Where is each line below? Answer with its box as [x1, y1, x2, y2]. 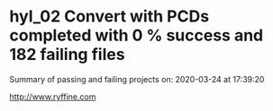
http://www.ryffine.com [9, 91, 96, 102]
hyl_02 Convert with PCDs [9, 6, 210, 27]
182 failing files [9, 45, 125, 64]
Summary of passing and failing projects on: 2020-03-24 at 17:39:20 [9, 73, 265, 84]
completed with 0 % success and [9, 25, 264, 46]
